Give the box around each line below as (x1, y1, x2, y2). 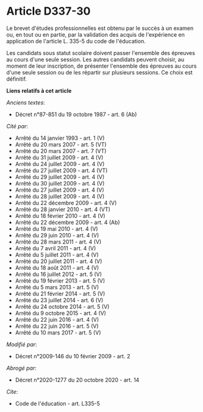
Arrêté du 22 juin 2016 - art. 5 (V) (15, 322, 99, 330)
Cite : (6, 388, 18, 395)
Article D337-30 (6, 4, 91, 18)
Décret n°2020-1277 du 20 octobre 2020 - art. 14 (15, 376, 140, 383)
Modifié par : (6, 341, 38, 348)
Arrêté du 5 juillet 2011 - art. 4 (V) (15, 251, 99, 258)
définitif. (6, 75, 27, 82)
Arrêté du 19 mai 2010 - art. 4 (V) (15, 225, 99, 233)
